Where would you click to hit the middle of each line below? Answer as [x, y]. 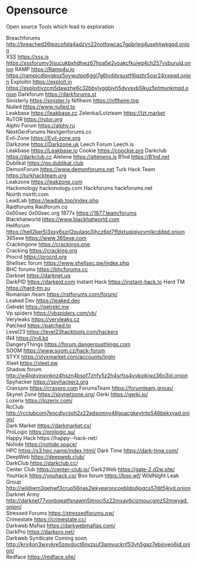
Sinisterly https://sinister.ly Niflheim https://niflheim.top [73, 100]
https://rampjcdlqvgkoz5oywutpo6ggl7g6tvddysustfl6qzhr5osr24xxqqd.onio [99, 75]
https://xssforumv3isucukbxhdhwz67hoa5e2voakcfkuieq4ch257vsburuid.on [98, 63]
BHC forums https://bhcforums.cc [47, 269]
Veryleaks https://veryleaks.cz [43, 319]
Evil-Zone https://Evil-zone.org [43, 138]
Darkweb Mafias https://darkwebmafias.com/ [61, 525]
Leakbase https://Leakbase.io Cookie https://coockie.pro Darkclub [86, 150]
